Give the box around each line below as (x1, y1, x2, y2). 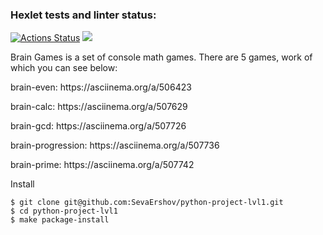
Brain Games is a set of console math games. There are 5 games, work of (10, 51, 313, 63)
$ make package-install (10, 215, 110, 225)
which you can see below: (10, 62, 118, 74)
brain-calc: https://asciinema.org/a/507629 (10, 101, 188, 113)
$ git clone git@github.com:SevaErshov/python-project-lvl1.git (10, 198, 284, 208)
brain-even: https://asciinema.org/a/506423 (10, 81, 192, 93)
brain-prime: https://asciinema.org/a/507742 (10, 159, 195, 171)
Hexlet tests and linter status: (10, 8, 157, 22)
